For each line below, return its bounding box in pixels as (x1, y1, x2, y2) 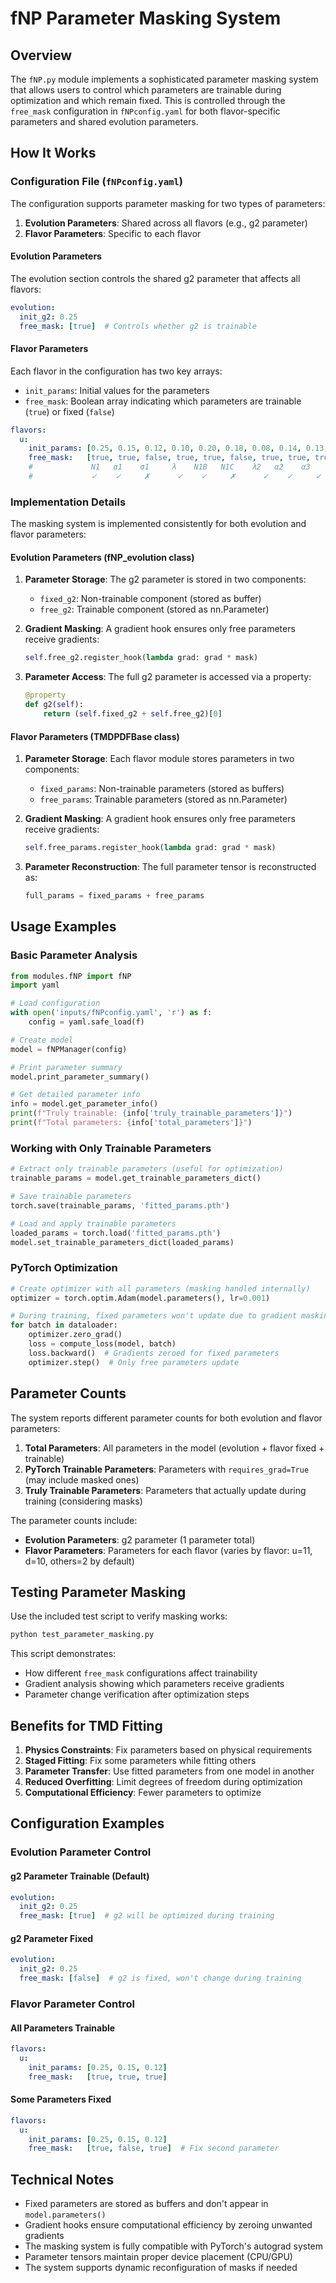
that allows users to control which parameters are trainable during (10, 84, 282, 96)
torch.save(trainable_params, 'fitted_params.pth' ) (10, 1200, 230, 1211)
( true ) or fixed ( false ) (24, 405, 115, 417)
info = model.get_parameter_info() (10, 1099, 159, 1109)
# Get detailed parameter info (10, 1090, 141, 1100)
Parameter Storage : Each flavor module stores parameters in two (24, 753, 295, 765)
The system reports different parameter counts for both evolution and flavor (10, 1412, 323, 1424)
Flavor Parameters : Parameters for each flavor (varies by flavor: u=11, (24, 1544, 313, 1556)
